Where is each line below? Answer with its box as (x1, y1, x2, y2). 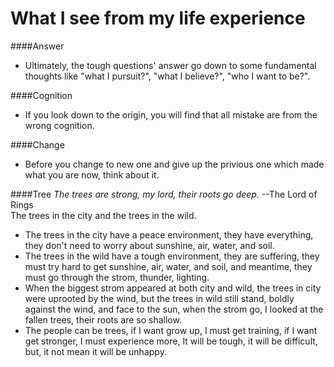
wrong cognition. (24, 119, 95, 131)
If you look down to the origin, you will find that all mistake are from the (24, 108, 318, 121)
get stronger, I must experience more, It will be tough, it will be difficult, (24, 335, 318, 347)
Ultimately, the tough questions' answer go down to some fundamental (24, 59, 317, 71)
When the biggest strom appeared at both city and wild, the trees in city (24, 282, 322, 294)
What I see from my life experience (10, 7, 306, 30)
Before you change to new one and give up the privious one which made (24, 158, 325, 170)
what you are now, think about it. (24, 168, 160, 181)
